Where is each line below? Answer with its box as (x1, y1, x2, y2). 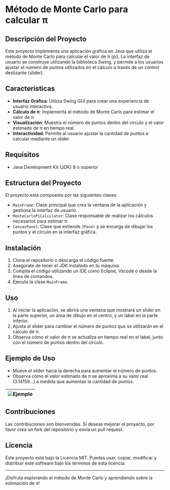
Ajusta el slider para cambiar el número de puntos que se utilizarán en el (12, 323, 163, 329)
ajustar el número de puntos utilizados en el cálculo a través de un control (5, 65, 159, 70)
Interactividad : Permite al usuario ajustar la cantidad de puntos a (12, 130, 149, 136)
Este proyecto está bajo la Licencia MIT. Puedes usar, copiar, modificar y (5, 454, 157, 461)
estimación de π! (5, 480, 40, 486)
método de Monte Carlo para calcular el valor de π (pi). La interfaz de (5, 53, 150, 59)
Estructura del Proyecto (5, 179, 82, 188)
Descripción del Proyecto (5, 35, 87, 43)
